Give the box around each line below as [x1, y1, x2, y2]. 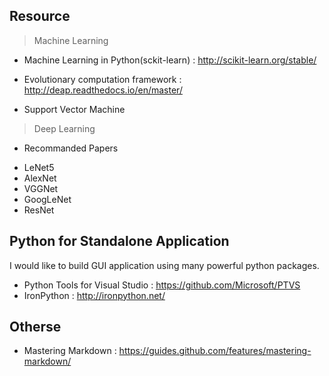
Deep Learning [33, 122, 96, 134]
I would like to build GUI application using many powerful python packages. [9, 259, 320, 271]
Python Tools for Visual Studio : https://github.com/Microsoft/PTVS [23, 279, 301, 291]
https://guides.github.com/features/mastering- [118, 345, 312, 357]
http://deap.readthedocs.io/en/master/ [23, 84, 183, 96]
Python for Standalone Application [9, 233, 230, 250]
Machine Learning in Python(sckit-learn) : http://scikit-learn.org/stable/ [23, 54, 317, 66]
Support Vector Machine [23, 103, 126, 115]
